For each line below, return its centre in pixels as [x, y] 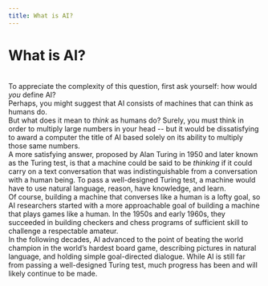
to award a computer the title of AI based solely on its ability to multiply [126, 137]
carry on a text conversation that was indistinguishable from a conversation [133, 171]
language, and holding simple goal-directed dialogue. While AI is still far [127, 256]
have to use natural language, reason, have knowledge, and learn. [117, 188]
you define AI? [32, 95]
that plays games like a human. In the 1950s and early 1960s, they [117, 214]
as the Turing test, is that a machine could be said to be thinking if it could [130, 163]
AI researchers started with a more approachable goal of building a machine [134, 205]
